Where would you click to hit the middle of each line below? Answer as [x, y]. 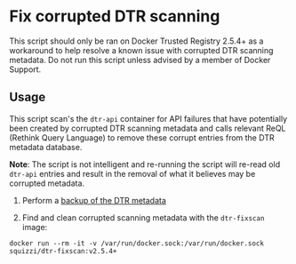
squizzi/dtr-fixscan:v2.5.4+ [63, 251]
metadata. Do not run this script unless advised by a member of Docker [140, 60]
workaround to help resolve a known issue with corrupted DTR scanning [141, 50]
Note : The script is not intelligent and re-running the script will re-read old [145, 164]
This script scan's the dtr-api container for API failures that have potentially [148, 118]
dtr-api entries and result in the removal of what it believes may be [132, 173]
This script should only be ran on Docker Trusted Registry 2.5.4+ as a [136, 41]
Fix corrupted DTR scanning [115, 16]
